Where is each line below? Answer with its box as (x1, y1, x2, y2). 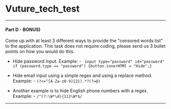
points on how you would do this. (5, 49, 75, 55)
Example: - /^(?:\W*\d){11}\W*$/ (12, 93, 82, 99)
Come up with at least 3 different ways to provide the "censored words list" (5, 38, 163, 44)
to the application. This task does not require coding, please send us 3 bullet (5, 43, 166, 49)
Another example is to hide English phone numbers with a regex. (12, 88, 149, 94)
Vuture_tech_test (5, 3, 80, 15)
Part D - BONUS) (5, 26, 41, 32)
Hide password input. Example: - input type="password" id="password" (12, 58, 165, 64)
